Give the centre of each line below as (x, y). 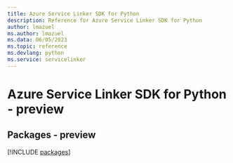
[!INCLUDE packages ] (39, 152)
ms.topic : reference (38, 46)
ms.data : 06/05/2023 (38, 40)
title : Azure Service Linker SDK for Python (73, 14)
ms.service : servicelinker (47, 60)
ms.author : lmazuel (36, 33)
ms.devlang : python (36, 53)
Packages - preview (52, 135)
